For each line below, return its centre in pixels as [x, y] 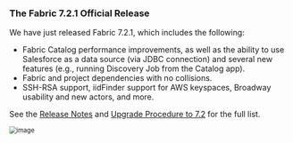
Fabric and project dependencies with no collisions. [117, 78]
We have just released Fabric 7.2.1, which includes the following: [127, 33]
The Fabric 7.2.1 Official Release [80, 13]
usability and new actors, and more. [88, 97]
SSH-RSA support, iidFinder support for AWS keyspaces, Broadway [146, 88]
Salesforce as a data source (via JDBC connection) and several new [147, 60]
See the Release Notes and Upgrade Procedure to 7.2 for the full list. [135, 115]
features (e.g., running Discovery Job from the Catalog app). [134, 68]
